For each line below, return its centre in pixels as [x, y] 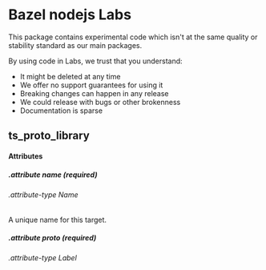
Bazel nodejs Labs [70, 15]
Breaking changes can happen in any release [95, 93]
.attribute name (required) [53, 175]
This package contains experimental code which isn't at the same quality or [133, 37]
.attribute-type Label [43, 258]
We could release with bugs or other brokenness [100, 102]
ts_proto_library [49, 136]
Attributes [26, 156]
